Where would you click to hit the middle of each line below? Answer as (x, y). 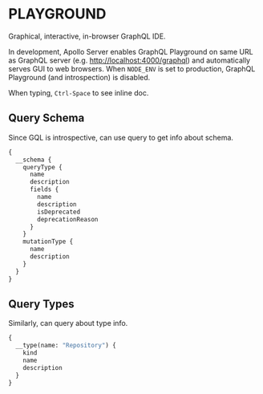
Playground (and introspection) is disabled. (79, 77)
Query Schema (47, 118)
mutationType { (48, 242)
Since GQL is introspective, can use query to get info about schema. (121, 137)
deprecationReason (68, 219)
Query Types (41, 304)
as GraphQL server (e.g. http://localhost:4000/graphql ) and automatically (129, 60)
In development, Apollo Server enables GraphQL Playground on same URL (131, 51)
